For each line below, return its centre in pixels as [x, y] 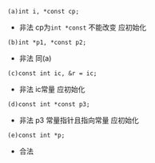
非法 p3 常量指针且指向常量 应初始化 [79, 120]
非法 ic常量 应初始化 [52, 89]
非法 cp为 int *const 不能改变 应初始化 [83, 27]
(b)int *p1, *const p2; [47, 42]
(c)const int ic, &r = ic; [52, 74]
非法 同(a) [35, 58]
